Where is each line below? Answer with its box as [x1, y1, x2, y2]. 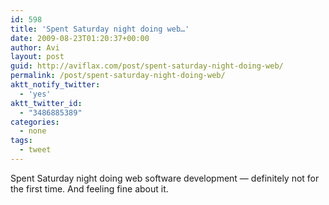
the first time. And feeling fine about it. [10, 182, 169, 195]
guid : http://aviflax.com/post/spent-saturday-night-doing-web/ [10, 61, 284, 71]
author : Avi [10, 42, 60, 53]
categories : [10, 117, 60, 127]
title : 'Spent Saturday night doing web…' [10, 24, 190, 34]
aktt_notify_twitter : [10, 80, 101, 90]
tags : [10, 136, 33, 146]
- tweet [19, 145, 52, 155]
